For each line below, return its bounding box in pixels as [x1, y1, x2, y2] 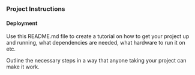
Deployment [6, 20, 38, 27]
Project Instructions [6, 5, 65, 13]
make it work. [6, 63, 40, 70]
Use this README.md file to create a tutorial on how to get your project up [6, 33, 190, 40]
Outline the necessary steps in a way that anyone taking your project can [6, 57, 187, 64]
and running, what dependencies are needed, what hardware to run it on [6, 39, 185, 46]
